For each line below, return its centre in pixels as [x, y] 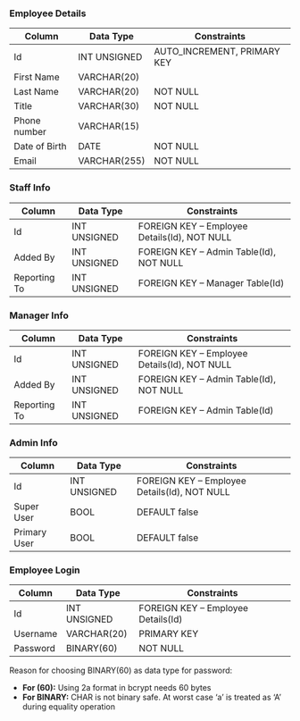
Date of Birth [40, 147]
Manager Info [39, 315]
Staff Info [30, 188]
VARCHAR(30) [109, 106]
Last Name [37, 92]
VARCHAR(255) [112, 161]
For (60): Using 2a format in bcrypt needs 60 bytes [117, 688]
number [30, 132]
